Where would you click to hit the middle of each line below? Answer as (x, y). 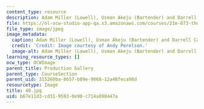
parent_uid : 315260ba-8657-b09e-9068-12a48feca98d (72, 79)
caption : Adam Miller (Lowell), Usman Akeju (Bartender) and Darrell (101, 40)
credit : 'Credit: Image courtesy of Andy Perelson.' (80, 46)
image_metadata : (27, 35)
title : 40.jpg (24, 91)
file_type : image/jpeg (35, 29)
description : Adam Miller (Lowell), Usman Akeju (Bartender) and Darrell (102, 18)
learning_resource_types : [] (43, 57)
